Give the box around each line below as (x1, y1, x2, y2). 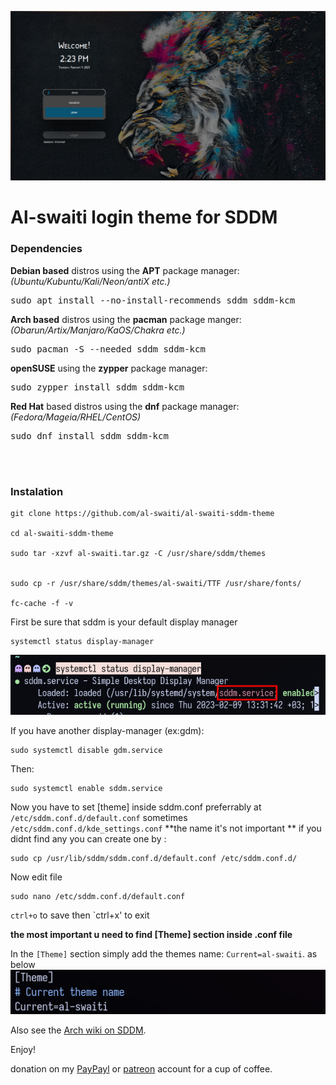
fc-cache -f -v (10, 598, 74, 608)
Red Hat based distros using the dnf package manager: (10, 400, 240, 412)
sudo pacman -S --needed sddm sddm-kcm (10, 343, 206, 355)
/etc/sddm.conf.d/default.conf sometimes (10, 811, 188, 823)
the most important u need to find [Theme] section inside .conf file (10, 928, 293, 940)
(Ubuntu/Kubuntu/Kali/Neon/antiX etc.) (10, 275, 171, 287)
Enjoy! (10, 1044, 37, 1056)
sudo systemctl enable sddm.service (10, 783, 163, 793)
